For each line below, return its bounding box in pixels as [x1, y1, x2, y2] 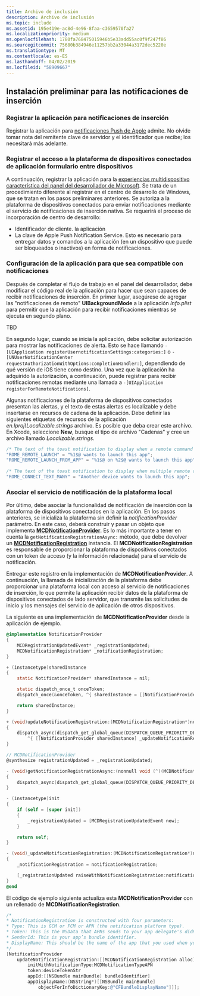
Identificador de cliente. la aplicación [14, 225, 106, 233]
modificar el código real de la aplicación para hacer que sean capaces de [6, 287, 186, 294]
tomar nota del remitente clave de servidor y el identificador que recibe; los [6, 134, 191, 141]
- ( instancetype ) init [6, 795, 60, 802]
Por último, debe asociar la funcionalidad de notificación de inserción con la [6, 502, 192, 509]
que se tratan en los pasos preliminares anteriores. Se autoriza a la [6, 195, 170, 202]
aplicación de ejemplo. [6, 620, 62, 627]
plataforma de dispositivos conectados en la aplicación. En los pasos [6, 508, 176, 515]
